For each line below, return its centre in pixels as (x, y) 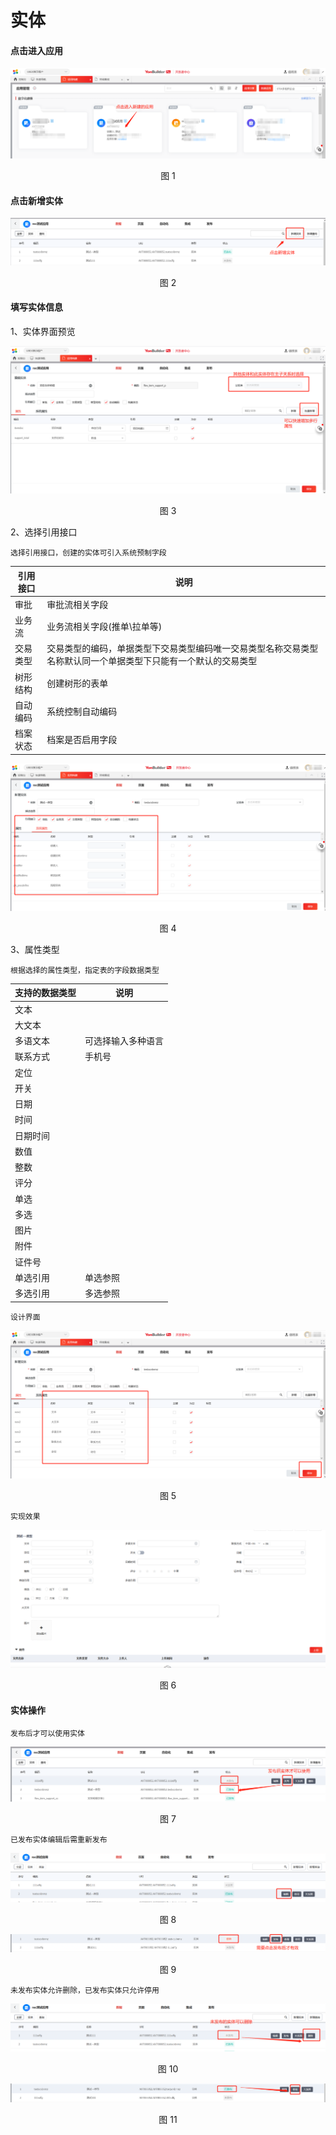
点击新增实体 (36, 200)
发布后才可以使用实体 (47, 1734)
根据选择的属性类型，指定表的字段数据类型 (85, 970)
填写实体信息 (36, 307)
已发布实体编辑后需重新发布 (59, 1839)
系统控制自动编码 (82, 711)
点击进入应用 (36, 50)
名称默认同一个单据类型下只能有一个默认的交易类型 (152, 661)
